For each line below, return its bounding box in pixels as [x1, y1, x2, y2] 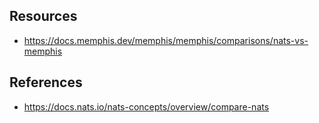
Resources [9, 8, 78, 25]
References [9, 74, 83, 91]
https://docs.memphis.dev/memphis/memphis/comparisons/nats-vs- [23, 34, 309, 46]
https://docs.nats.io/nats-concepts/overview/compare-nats [23, 100, 270, 113]
